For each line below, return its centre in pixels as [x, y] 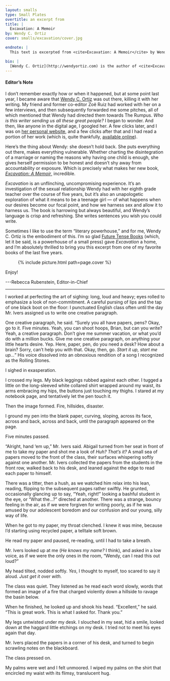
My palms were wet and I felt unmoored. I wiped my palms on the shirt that [83, 667]
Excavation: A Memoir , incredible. [40, 174]
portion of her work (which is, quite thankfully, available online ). [71, 137]
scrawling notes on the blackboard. [42, 648]
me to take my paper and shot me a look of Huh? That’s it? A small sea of [81, 452]
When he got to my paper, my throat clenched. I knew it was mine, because [84, 525]
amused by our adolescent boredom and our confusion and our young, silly [84, 510]
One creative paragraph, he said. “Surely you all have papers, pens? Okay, [83, 322]
